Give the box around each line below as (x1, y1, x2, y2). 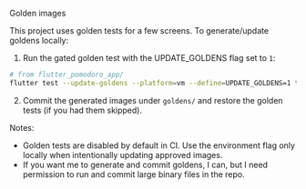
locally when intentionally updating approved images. (22, 149, 223, 160)
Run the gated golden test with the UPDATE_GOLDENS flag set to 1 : (22, 53, 276, 63)
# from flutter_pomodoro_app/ (9, 70, 125, 79)
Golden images (9, 8, 66, 18)
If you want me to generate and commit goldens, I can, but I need (22, 159, 269, 170)
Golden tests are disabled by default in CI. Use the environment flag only (22, 140, 296, 151)
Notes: (9, 122, 35, 133)
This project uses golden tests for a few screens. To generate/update (9, 25, 270, 35)
